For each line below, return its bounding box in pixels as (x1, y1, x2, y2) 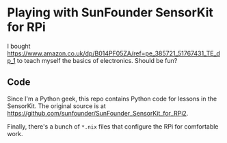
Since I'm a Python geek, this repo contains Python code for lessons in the (7, 94, 217, 103)
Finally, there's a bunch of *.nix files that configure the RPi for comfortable (7, 122, 219, 131)
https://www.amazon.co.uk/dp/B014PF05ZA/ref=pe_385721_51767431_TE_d (7, 49, 221, 57)
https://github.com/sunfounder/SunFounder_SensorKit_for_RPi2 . (7, 109, 189, 117)
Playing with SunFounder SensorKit (7, 5, 214, 21)
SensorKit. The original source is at (7, 101, 106, 110)
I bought (7, 42, 31, 50)
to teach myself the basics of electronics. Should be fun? (16, 56, 178, 64)
